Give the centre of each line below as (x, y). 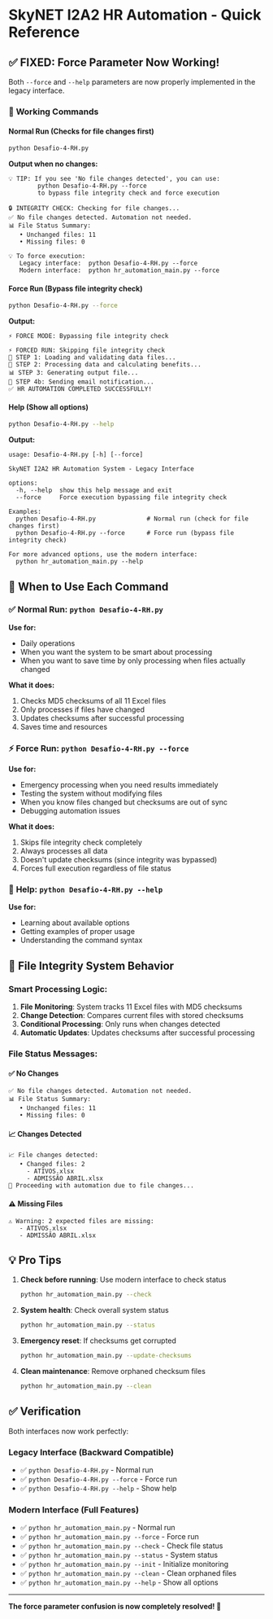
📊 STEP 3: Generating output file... (74, 373)
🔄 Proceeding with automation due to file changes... (102, 1186)
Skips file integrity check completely (81, 842)
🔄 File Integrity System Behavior (91, 965)
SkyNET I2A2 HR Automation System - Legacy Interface (102, 469)
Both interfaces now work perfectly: (69, 1431)
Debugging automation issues (70, 811)
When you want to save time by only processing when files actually (133, 660)
